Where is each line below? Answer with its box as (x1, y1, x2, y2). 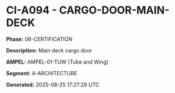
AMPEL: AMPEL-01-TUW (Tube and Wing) (6, 58, 109, 65)
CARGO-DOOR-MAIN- (58, 4, 170, 17)
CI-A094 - (6, 4, 57, 17)
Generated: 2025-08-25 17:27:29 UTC (6, 81, 100, 88)
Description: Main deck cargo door (6, 46, 93, 54)
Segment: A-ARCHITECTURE (6, 69, 78, 77)
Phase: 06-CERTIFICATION (6, 35, 72, 42)
